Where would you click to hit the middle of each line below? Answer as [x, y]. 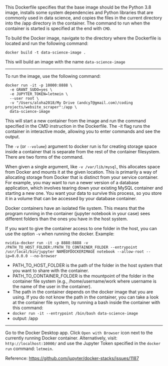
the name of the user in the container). [52, 286]
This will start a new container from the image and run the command [76, 121]
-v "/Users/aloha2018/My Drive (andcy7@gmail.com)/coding [71, 103]
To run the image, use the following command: [53, 76]
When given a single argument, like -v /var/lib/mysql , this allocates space [82, 167]
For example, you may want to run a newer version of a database [72, 183]
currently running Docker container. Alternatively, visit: [61, 338]
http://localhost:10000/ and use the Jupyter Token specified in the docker [83, 343]
